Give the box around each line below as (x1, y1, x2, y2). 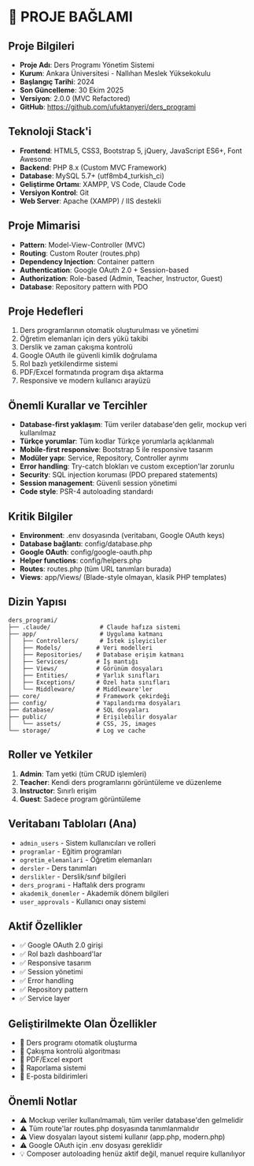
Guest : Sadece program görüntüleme (19, 794, 142, 804)
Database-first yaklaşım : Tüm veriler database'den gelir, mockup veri (19, 420, 247, 429)
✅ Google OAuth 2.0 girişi (19, 940, 104, 950)
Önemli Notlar (8, 1094, 78, 1108)
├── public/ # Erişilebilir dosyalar (8, 712, 178, 721)
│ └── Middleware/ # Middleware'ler (8, 685, 153, 693)
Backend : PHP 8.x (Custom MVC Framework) (19, 163, 167, 172)
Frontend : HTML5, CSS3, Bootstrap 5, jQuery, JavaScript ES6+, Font (19, 146, 242, 155)
